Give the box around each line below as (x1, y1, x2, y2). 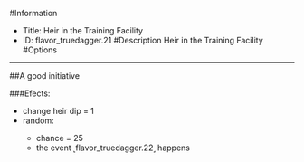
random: (22, 115, 54, 126)
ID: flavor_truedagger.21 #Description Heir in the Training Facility (22, 35, 264, 45)
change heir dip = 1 (22, 106, 95, 116)
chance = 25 (35, 133, 84, 143)
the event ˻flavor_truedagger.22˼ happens (35, 142, 190, 153)
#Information (9, 8, 58, 18)
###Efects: (9, 88, 51, 99)
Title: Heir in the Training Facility (22, 25, 143, 35)
